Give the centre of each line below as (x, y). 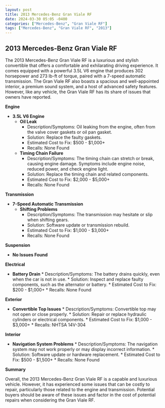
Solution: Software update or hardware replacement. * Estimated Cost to (86, 354)
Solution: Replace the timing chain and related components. (88, 174)
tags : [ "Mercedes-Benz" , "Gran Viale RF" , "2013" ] (58, 28)
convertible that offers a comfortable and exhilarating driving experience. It (82, 65)
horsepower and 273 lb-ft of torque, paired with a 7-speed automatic (76, 76)
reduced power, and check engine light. (68, 169)
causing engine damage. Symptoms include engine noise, (86, 164)
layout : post (19, 10)
